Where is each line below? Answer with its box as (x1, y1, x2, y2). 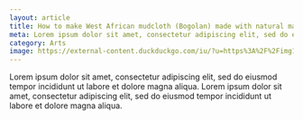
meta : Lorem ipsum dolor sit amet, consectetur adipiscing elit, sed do (9, 30, 289, 39)
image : (9, 47, 34, 56)
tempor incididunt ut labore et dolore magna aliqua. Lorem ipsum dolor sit (9, 81, 282, 92)
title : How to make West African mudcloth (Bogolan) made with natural (9, 22, 284, 31)
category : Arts (9, 38, 67, 48)
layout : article (9, 13, 70, 23)
